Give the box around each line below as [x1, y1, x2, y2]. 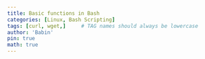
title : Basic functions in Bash [7, 9, 100, 17]
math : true [7, 41, 39, 48]
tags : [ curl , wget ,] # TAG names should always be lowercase [7, 22, 198, 29]
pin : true [7, 35, 36, 42]
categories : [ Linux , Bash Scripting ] [7, 16, 116, 23]
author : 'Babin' [7, 28, 54, 36]
